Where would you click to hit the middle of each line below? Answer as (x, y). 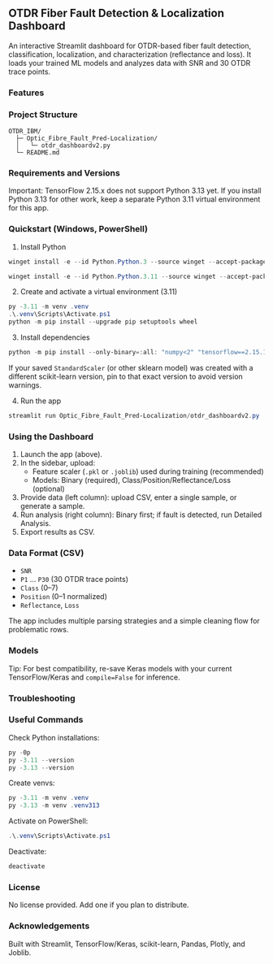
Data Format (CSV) (46, 553)
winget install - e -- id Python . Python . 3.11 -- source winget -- (118, 276)
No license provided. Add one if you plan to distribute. (99, 905)
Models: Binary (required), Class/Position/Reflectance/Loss (132, 480)
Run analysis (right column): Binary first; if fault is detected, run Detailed (141, 515)
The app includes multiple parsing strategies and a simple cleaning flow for (134, 621)
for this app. (28, 208)
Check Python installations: (54, 737)
